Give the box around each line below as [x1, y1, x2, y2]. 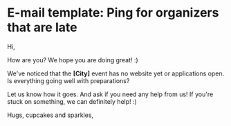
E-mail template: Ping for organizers [7, 5, 219, 21]
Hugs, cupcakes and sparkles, [7, 111, 94, 119]
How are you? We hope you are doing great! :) [7, 55, 138, 64]
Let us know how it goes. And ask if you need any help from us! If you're [7, 90, 214, 98]
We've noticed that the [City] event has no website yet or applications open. [7, 69, 225, 78]
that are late [7, 19, 77, 35]
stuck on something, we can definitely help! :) [7, 97, 137, 105]
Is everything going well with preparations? [7, 76, 130, 84]
